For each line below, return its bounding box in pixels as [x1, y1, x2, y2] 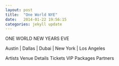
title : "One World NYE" [5, 12, 58, 17]
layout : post [5, 7, 33, 13]
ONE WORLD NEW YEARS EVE [5, 36, 69, 42]
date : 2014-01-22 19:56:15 [5, 17, 67, 22]
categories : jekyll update [5, 21, 62, 27]
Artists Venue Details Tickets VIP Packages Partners [5, 55, 114, 61]
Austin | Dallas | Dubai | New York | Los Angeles [5, 45, 105, 51]
